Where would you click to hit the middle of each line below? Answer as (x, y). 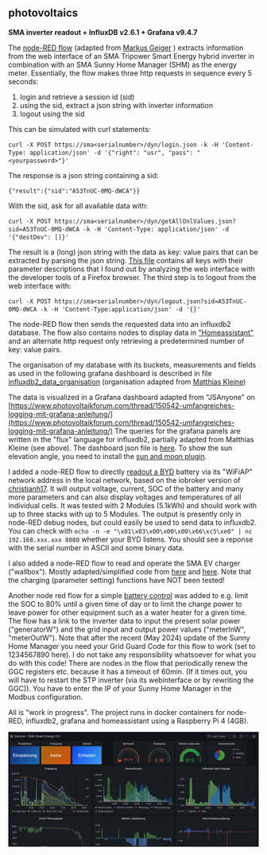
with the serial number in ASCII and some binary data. (96, 547)
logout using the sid (52, 114)
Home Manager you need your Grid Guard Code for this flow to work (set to (132, 646)
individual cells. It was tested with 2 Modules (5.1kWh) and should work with (133, 505)
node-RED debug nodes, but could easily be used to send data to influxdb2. (132, 522)
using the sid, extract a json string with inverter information (116, 105)
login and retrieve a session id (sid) (77, 97)
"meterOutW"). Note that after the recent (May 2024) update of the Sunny (129, 637)
